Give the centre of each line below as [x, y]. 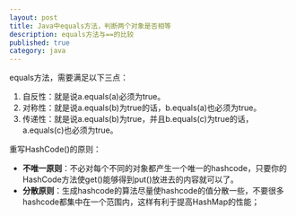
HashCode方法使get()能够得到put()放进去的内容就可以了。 [131, 179]
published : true [39, 43]
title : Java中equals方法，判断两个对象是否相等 [91, 26]
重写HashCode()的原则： [55, 150]
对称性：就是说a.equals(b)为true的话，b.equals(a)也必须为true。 [142, 108]
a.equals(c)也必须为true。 [70, 130]
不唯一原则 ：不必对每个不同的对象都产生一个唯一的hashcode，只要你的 [154, 168]
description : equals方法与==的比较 [72, 34]
